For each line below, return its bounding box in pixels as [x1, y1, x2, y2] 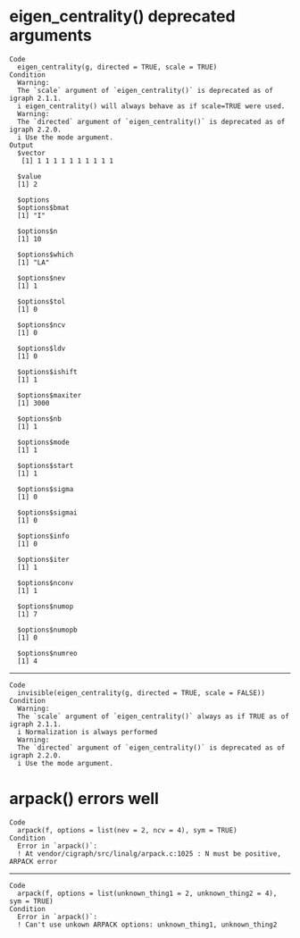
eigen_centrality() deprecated [9, 6, 236, 27]
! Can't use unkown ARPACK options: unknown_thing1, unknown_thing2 [17, 920, 278, 929]
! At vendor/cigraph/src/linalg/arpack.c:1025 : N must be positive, [17, 849, 281, 858]
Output [9, 140, 34, 149]
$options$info [17, 532, 70, 540]
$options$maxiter [17, 390, 82, 399]
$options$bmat [17, 203, 70, 212]
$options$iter [17, 555, 70, 564]
